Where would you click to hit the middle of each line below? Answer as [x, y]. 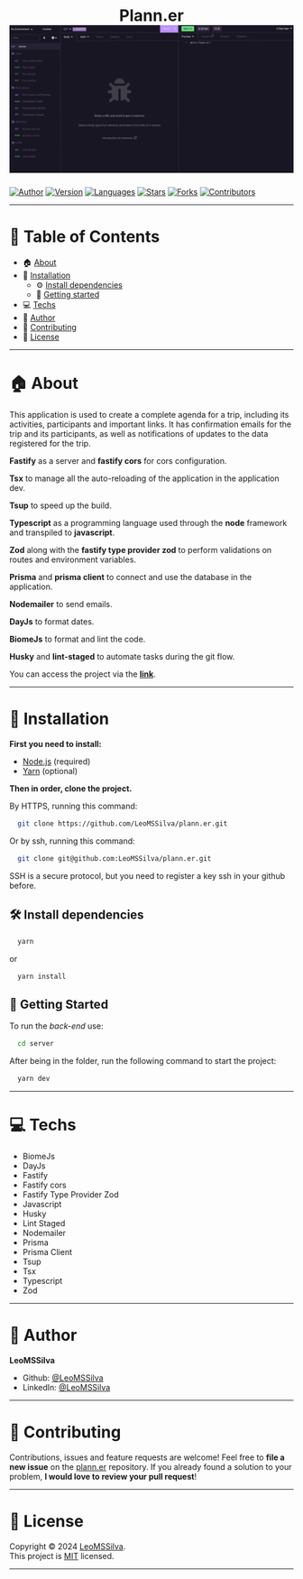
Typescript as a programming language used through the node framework [148, 523]
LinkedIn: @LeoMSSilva [66, 1387]
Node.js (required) [56, 762]
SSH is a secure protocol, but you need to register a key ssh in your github [147, 875]
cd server [36, 1044]
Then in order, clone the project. [71, 789]
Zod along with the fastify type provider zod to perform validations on [141, 550]
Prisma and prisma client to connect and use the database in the [131, 577]
